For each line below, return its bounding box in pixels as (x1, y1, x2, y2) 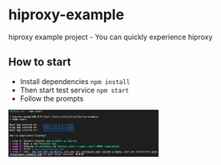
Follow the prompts (19, 94, 84, 103)
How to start (8, 55, 71, 69)
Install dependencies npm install (19, 76, 131, 86)
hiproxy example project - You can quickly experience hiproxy (8, 32, 213, 42)
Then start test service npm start (19, 85, 130, 95)
